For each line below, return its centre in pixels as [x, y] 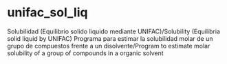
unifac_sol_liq [47, 13]
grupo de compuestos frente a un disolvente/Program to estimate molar [109, 46]
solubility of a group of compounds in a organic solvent [85, 53]
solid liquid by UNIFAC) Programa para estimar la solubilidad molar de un [110, 38]
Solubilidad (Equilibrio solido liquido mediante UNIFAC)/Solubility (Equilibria [113, 31]
